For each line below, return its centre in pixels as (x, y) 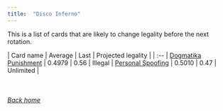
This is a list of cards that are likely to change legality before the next (108, 34)
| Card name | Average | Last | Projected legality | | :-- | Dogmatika (104, 55)
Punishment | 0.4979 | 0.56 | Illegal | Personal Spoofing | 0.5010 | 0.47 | (112, 63)
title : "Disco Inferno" (44, 14)
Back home (24, 100)
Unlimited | (23, 70)
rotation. (20, 41)
